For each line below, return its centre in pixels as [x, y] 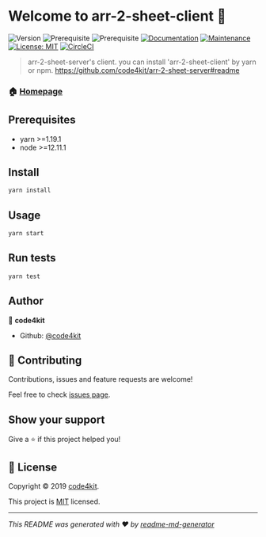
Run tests [32, 258]
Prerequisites [42, 120]
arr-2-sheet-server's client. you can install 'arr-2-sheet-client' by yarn [142, 62]
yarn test [25, 276]
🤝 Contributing [45, 360]
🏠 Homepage [36, 91]
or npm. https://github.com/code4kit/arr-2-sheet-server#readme [133, 70]
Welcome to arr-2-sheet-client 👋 [118, 16]
